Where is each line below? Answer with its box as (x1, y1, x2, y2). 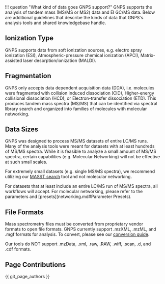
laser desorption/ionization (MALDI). (23, 57, 97, 63)
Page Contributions (5, 260, 66, 269)
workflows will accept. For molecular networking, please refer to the (5, 189, 143, 195)
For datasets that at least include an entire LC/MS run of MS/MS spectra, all (5, 183, 158, 189)
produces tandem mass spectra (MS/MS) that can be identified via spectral (5, 100, 158, 106)
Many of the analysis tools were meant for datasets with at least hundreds (5, 143, 155, 149)
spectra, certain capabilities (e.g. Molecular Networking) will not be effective (5, 154, 160, 160)
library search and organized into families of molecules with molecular (5, 106, 147, 112)
